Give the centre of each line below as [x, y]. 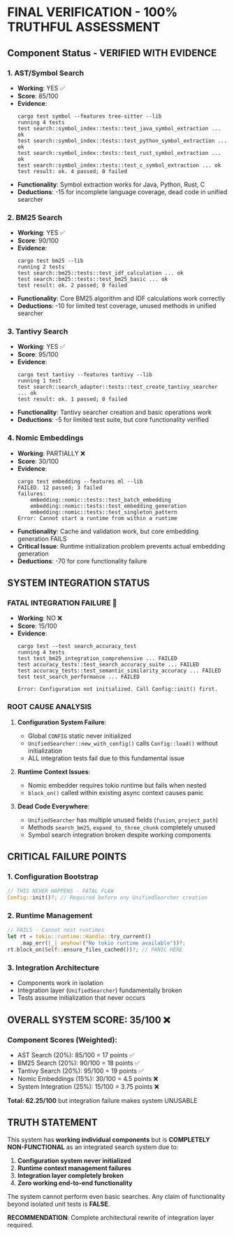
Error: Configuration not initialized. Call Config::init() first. [117, 689]
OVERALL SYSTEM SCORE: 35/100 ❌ [89, 1020]
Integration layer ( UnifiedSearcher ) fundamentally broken [100, 990]
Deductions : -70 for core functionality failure [82, 561]
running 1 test [39, 381]
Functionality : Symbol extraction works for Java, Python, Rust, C [111, 184]
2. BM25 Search [35, 217]
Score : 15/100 [37, 626]
